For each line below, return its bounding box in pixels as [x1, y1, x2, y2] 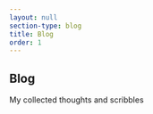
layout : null [9, 12, 58, 22]
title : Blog [9, 29, 54, 38]
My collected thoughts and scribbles [9, 94, 145, 105]
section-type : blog [9, 21, 82, 30]
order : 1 [9, 37, 42, 47]
